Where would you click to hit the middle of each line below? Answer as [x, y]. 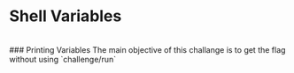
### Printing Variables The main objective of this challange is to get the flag [147, 49]
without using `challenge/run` [63, 59]
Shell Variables [66, 16]
